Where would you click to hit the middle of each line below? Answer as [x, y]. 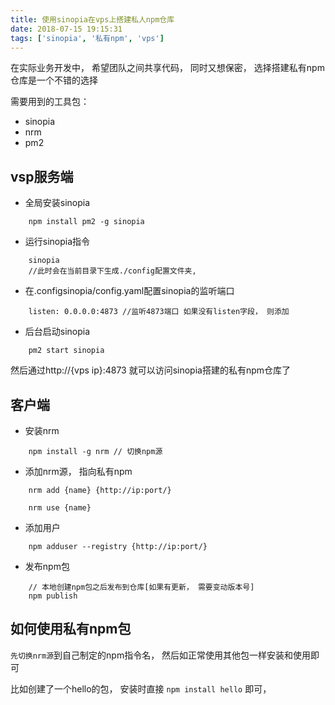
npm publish [53, 596]
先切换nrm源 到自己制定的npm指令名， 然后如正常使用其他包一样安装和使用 [161, 655]
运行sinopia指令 [57, 242]
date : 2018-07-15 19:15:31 [66, 29]
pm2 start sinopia [66, 351]
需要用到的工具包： [50, 102]
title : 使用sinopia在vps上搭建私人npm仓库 [92, 19]
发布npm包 [47, 566]
